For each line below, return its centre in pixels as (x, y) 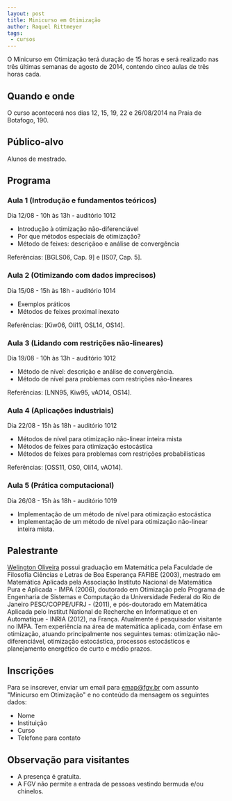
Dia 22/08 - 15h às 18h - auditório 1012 (62, 426)
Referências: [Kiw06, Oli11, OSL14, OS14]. (66, 325)
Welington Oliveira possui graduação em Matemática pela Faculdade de (110, 567)
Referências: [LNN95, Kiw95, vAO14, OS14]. (69, 392)
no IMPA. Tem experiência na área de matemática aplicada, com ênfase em (115, 626)
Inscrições (31, 671)
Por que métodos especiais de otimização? (79, 237)
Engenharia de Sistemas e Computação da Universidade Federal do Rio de (114, 597)
